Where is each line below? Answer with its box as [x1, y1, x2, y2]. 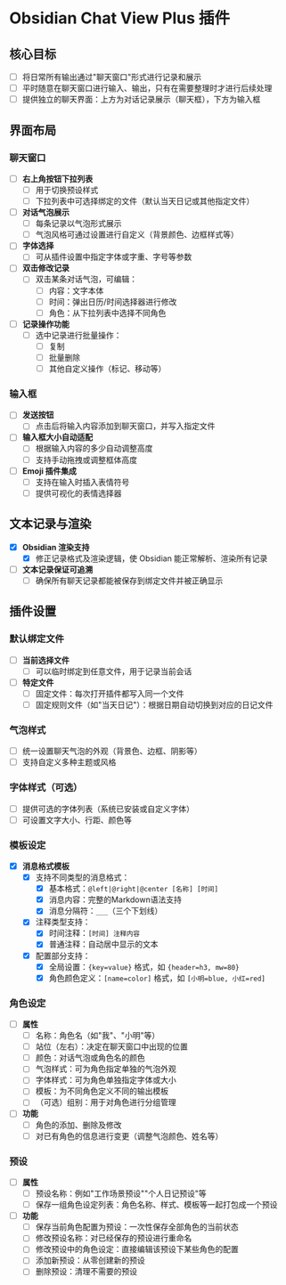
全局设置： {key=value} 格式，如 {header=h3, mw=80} [48, 961, 240, 972]
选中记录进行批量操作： [35, 329, 122, 340]
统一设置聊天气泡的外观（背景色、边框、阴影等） [21, 745, 202, 757]
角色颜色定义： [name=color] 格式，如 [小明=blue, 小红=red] [48, 972, 266, 983]
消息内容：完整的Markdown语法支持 [48, 894, 183, 905]
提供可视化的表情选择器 [35, 487, 122, 499]
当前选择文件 [21, 655, 69, 665]
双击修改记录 [21, 263, 69, 273]
